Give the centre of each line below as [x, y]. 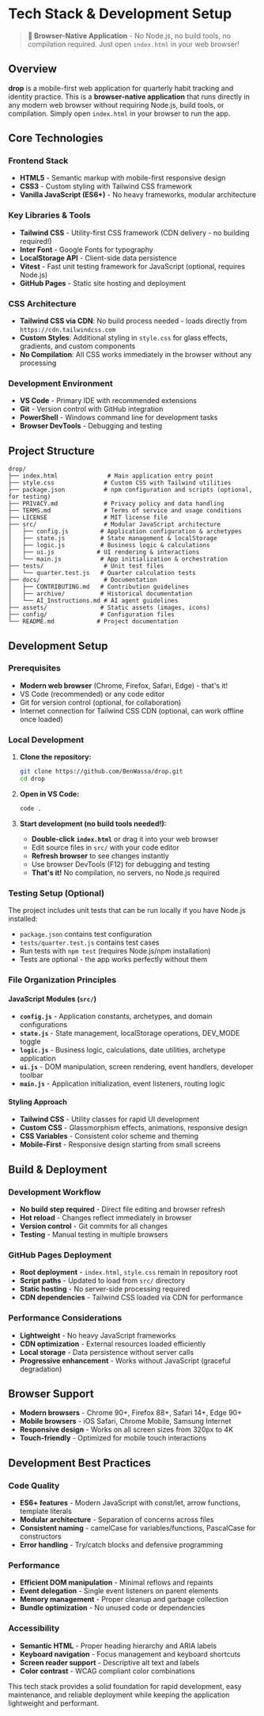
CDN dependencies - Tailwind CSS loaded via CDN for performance [131, 1297]
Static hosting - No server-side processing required [105, 1289]
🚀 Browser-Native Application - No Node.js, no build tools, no [129, 36]
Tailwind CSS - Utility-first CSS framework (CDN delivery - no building [135, 232]
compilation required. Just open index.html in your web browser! [133, 44]
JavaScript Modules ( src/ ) [53, 999]
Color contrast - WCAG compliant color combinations [107, 1671]
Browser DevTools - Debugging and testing [91, 426]
